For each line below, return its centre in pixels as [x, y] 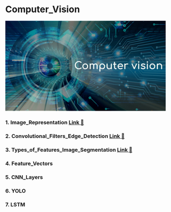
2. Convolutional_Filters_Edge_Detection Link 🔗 [65, 136]
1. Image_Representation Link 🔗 [45, 122]
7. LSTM [15, 204]
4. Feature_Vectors [29, 164]
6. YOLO [16, 191]
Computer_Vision [43, 9]
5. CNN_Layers [24, 177]
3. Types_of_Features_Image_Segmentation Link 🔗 [69, 150]
